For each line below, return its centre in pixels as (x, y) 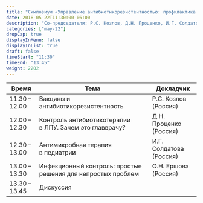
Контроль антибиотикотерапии (85, 120)
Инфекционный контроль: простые (90, 166)
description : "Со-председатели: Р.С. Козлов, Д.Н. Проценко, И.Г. (92, 23)
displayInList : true (32, 46)
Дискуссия (55, 187)
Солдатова (168, 149)
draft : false (23, 52)
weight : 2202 (23, 68)
